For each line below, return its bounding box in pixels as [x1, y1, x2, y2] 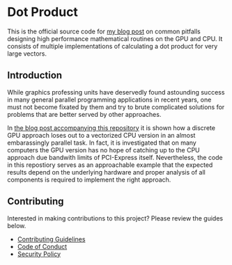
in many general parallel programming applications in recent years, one [7, 95, 212, 104]
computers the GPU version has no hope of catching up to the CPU [7, 145, 200, 154]
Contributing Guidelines [17, 234, 86, 243]
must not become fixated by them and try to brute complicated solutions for [7, 102, 225, 111]
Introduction [7, 70, 63, 81]
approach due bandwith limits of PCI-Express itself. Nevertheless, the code [7, 153, 223, 161]
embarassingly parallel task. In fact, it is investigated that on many [7, 138, 196, 147]
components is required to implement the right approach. [7, 175, 171, 184]
